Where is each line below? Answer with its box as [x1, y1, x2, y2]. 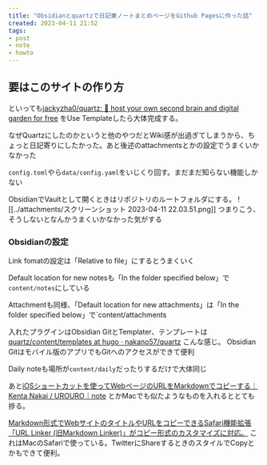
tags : [8, 26, 26, 34]
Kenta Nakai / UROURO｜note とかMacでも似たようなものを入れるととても [8, 391, 255, 401]
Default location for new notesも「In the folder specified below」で [8, 273, 230, 283]
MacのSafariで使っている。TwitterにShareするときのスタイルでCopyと [22, 438, 255, 448]
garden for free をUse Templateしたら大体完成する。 [8, 113, 183, 122]
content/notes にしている [8, 283, 90, 293]
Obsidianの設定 [8, 236, 70, 247]
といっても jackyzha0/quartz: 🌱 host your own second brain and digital [8, 103, 240, 113]
